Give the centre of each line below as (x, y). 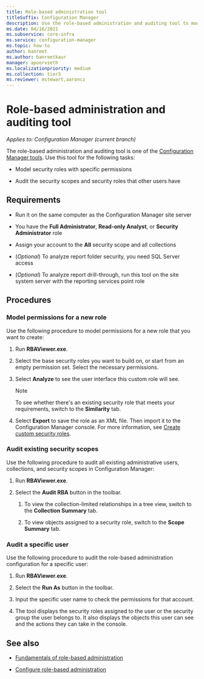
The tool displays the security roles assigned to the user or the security (104, 611)
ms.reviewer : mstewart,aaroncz (46, 79)
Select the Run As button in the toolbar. (64, 588)
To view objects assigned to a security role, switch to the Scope (104, 522)
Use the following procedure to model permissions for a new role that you (98, 331)
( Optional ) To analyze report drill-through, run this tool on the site (97, 274)
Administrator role (39, 233)
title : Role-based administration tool (57, 12)
